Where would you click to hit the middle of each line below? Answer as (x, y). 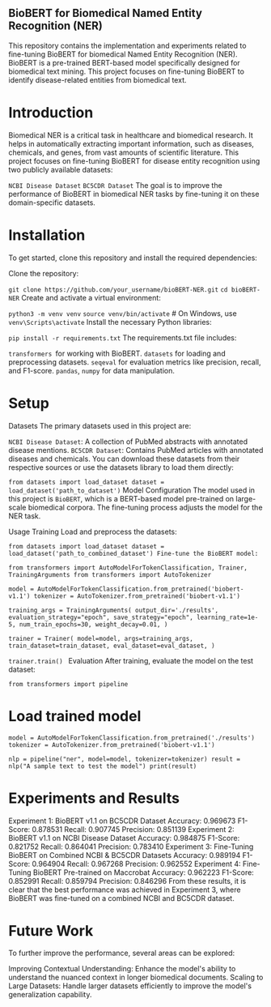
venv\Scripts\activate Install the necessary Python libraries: (110, 322)
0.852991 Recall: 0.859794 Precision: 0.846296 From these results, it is (127, 881)
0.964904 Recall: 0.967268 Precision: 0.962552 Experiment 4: (136, 864)
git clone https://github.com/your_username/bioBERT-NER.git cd (118, 290)
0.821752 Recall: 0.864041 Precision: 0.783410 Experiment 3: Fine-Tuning (131, 847)
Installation (47, 235)
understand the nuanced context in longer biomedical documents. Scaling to (136, 977)
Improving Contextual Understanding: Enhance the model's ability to (122, 969)
